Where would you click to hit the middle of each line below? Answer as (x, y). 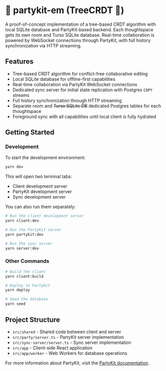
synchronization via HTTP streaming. (43, 45)
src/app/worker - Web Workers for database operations (70, 353)
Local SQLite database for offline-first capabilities (64, 79)
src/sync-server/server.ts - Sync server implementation (72, 342)
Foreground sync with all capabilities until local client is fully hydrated (84, 116)
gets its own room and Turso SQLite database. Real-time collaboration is (80, 35)
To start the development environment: (45, 158)
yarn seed (16, 304)
